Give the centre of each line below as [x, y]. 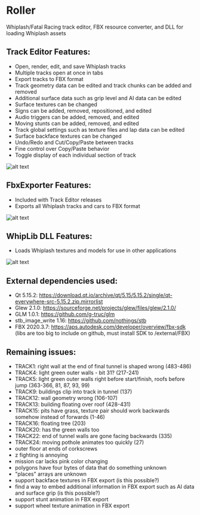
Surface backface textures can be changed [68, 136]
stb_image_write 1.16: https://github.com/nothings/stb [81, 321]
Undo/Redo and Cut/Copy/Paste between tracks [74, 142]
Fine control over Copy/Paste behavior [62, 148]
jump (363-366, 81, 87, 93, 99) [52, 385]
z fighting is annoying [41, 455]
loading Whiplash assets [36, 33]
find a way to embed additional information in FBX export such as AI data [104, 487]
